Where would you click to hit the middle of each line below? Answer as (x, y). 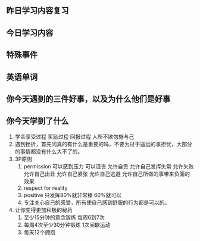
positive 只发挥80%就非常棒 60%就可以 (73, 195)
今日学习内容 (30, 32)
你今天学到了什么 (37, 121)
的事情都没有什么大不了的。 (49, 151)
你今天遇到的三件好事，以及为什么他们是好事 (88, 99)
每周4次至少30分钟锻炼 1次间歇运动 (67, 224)
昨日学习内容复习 (37, 11)
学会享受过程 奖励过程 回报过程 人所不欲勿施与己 (74, 136)
